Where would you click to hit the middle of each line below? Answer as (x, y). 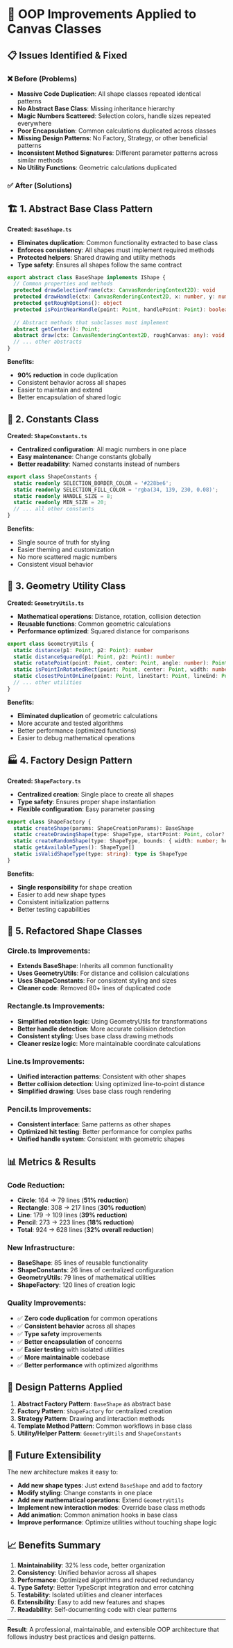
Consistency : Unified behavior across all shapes (87, 1573)
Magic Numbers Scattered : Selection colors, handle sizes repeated (114, 116)
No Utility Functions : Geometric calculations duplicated (97, 167)
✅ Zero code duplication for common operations (87, 1318)
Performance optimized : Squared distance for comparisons (103, 631)
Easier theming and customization (66, 550)
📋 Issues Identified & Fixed (67, 55)
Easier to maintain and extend (60, 390)
